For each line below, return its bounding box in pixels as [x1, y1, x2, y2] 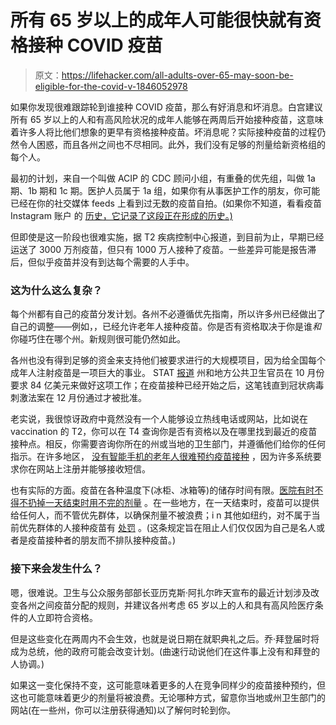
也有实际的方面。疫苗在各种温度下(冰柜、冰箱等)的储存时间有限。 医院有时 [10, 484, 315, 496]
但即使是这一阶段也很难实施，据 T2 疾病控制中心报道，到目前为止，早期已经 [10, 231, 325, 243]
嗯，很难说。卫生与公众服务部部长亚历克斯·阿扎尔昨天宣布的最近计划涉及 [10, 586, 312, 598]
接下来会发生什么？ [10, 562, 103, 576]
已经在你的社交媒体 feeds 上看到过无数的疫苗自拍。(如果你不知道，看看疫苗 [10, 197, 323, 209]
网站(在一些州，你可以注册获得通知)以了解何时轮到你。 [10, 704, 237, 716]
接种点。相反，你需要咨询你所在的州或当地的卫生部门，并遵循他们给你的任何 [10, 438, 326, 450]
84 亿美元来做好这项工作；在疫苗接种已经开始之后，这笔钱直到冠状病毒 [29, 379, 325, 391]
